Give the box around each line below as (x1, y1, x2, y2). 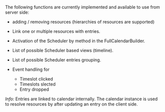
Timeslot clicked (19, 76, 53, 82)
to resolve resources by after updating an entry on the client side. (5, 101, 138, 107)
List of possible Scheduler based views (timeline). (12, 48, 114, 53)
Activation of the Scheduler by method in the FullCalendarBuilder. (12, 38, 145, 44)
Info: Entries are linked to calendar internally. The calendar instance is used (5, 96, 158, 102)
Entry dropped (19, 86, 49, 92)
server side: (5, 9, 30, 15)
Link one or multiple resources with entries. (12, 28, 100, 34)
